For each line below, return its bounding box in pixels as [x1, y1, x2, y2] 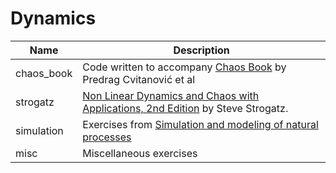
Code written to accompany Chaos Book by [82, 60, 287, 74]
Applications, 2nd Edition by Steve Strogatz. [82, 101, 289, 115]
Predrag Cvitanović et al [82, 72, 196, 86]
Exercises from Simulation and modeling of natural [82, 117, 319, 131]
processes [82, 130, 132, 144]
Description [173, 43, 230, 57]
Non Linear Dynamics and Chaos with [82, 88, 260, 102]
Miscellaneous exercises [82, 146, 198, 160]
